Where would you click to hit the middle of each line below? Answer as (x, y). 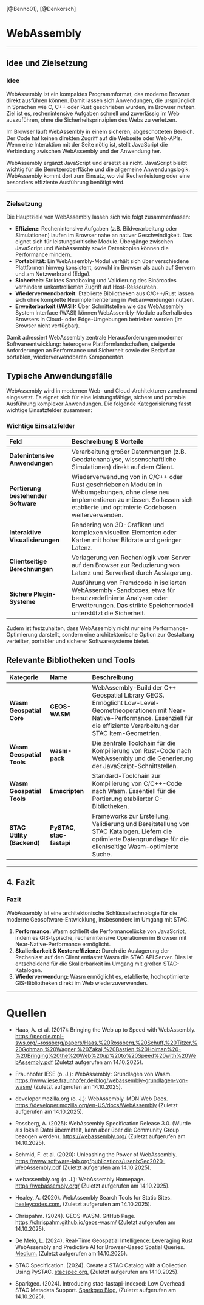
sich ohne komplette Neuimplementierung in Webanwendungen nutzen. (105, 299)
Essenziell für (174, 718)
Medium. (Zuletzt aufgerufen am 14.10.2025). (71, 1254)
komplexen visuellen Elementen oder (124, 533)
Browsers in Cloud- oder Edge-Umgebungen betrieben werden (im (99, 319)
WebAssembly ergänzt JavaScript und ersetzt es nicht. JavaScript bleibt (97, 163)
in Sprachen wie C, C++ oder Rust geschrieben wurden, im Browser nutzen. (101, 107)
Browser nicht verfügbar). (47, 326)
